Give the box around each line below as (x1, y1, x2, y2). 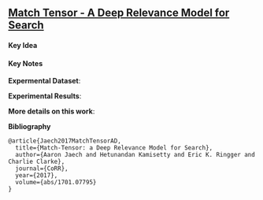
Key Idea (8, 40, 38, 50)
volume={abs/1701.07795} (15, 179, 97, 187)
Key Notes (8, 58, 43, 68)
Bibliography (8, 122, 51, 131)
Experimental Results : (8, 91, 82, 101)
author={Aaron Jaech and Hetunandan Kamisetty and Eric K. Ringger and (15, 151, 256, 159)
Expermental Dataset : (8, 76, 81, 86)
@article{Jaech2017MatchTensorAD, (8, 137, 122, 145)
